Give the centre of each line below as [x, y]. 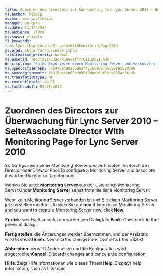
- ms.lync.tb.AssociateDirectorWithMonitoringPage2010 [62, 46]
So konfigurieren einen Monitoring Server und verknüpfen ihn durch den [77, 166]
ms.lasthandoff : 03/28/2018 [33, 86]
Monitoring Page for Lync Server [72, 141]
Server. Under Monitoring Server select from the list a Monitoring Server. [78, 190]
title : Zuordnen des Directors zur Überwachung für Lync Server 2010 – [79, 9]
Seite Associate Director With [65, 131]
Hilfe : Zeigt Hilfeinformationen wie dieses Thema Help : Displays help [73, 263]
